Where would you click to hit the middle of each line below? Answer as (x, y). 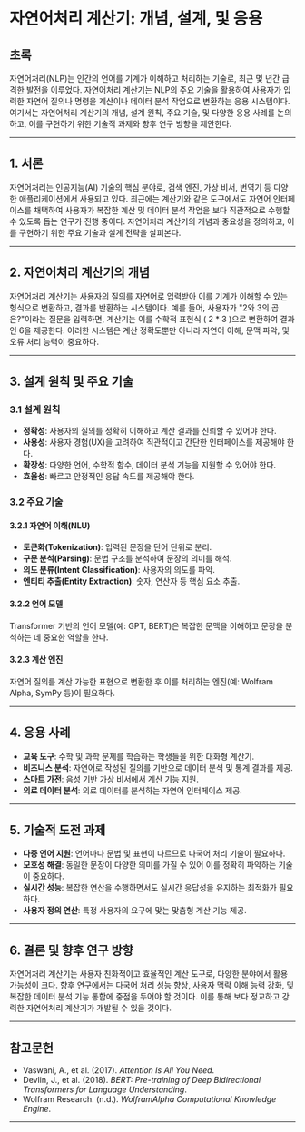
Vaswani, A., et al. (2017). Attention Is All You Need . (118, 1070)
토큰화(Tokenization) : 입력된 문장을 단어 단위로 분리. (117, 547)
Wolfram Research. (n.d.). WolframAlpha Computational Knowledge (149, 1099)
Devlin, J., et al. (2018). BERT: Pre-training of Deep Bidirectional (142, 1080)
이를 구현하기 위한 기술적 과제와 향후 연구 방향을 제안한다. (130, 124)
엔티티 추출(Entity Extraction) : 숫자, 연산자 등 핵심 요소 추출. (131, 581)
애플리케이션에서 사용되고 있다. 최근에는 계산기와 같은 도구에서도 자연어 (145, 198)
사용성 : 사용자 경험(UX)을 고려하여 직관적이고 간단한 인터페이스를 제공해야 (153, 442)
